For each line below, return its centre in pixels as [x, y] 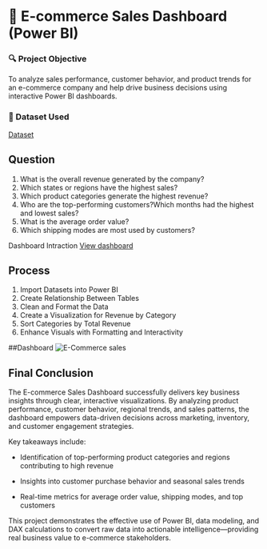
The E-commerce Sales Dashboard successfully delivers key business [124, 392]
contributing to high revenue [67, 466]
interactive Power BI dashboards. [63, 96]
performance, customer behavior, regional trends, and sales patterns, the [129, 409]
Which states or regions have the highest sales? [99, 187]
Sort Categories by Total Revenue [75, 324]
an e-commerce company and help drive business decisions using [118, 88]
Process [29, 270]
